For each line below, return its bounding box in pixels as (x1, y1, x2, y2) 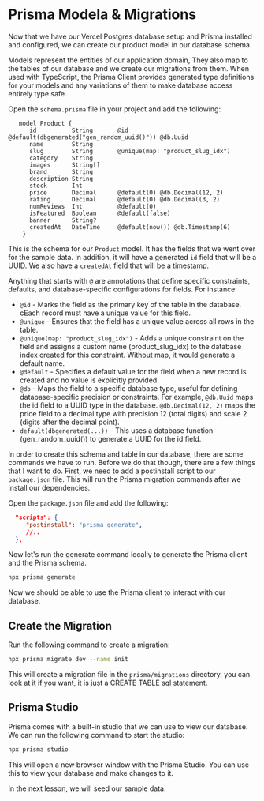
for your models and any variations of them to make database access (8, 81, 233, 90)
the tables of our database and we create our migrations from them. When (8, 63, 250, 73)
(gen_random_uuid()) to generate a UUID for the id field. (19, 434, 202, 443)
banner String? (28, 216, 97, 224)
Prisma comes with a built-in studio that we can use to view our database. (8, 721, 248, 731)
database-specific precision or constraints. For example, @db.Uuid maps (19, 392, 254, 401)
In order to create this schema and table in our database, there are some (8, 449, 244, 459)
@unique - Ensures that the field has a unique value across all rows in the (19, 316, 255, 325)
